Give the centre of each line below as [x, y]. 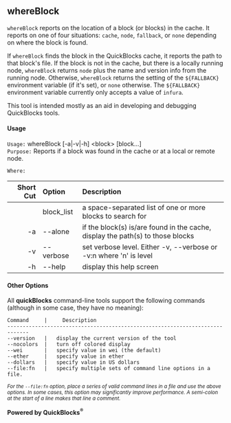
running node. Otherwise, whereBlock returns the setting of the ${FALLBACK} [113, 78]
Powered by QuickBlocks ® [45, 412]
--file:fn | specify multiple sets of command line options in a [109, 369]
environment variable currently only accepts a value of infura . [95, 92]
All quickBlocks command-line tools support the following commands [106, 301]
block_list [58, 212]
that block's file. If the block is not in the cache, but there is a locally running [115, 63]
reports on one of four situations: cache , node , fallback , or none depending [112, 35]
